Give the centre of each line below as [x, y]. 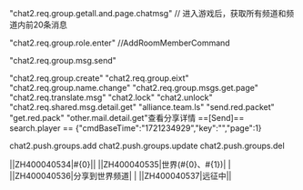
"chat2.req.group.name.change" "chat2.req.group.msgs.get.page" [134, 88]
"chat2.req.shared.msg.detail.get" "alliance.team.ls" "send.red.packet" [142, 107]
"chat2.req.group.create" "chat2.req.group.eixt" [99, 78]
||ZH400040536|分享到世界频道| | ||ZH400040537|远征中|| [121, 176]
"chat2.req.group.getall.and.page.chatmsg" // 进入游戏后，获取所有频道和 [148, 13]
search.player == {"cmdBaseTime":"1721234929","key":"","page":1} [136, 128]
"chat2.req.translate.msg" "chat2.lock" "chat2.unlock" [111, 97]
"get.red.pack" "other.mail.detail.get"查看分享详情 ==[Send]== [127, 118]
